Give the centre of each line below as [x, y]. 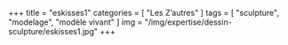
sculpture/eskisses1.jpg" [53, 31]
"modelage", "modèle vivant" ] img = [76, 22]
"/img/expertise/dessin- [188, 22]
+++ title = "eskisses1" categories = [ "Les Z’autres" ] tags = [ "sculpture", [144, 13]
